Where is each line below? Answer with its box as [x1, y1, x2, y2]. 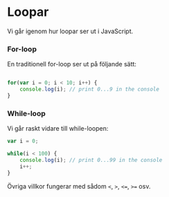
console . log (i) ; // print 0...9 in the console [19, 86, 159, 93]
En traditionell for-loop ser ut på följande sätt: [7, 60, 137, 68]
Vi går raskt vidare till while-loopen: [7, 124, 109, 133]
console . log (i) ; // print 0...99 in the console [19, 156, 163, 163]
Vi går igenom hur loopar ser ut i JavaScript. [7, 27, 134, 35]
